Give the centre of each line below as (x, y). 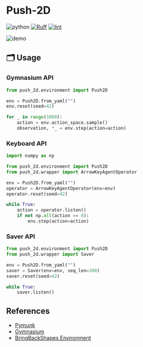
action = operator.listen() (52, 210)
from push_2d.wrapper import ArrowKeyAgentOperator (71, 172)
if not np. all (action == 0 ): (53, 216)
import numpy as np (30, 156)
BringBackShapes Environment (53, 338)
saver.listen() (36, 292)
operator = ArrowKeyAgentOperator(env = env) (61, 188)
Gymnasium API (30, 78)
